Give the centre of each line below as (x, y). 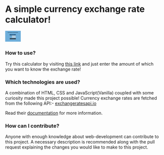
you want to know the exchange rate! (43, 69)
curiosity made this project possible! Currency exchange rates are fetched (81, 98)
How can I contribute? (32, 126)
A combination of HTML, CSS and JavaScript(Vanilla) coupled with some (80, 92)
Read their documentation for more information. (54, 113)
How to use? (20, 53)
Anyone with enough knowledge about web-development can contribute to (82, 137)
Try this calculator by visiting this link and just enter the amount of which (80, 64)
